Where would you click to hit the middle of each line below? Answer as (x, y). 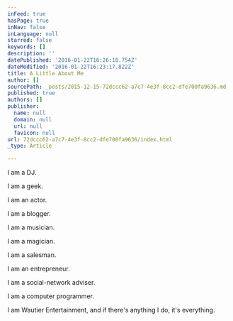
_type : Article (30, 146)
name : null (30, 113)
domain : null (33, 119)
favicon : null (34, 133)
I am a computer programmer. (51, 296)
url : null (28, 126)
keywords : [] (27, 47)
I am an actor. (27, 200)
